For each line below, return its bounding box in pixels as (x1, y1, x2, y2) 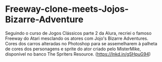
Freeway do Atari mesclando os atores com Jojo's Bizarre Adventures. (5, 35, 149, 41)
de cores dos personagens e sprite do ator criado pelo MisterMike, (5, 46, 141, 52)
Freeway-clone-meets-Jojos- (5, 3, 129, 15)
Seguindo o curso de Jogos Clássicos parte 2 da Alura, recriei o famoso (5, 30, 152, 36)
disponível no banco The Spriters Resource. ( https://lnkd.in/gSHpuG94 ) (5, 51, 151, 57)
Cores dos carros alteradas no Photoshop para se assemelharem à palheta (5, 40, 158, 46)
